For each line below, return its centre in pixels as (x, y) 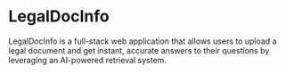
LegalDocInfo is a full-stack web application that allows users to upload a (143, 41)
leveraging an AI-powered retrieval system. (87, 60)
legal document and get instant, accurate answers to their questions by (139, 50)
